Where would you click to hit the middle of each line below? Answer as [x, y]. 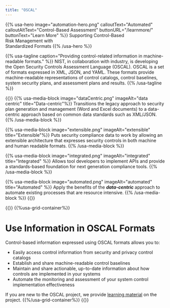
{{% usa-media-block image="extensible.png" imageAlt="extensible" [78, 130]
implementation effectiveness [44, 285]
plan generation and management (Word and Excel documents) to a [76, 109]
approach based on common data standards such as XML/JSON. [89, 114]
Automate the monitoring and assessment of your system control [80, 279]
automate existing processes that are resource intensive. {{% [69, 192]
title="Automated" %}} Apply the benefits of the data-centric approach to [83, 187]
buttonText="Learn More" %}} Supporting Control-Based [65, 35]
